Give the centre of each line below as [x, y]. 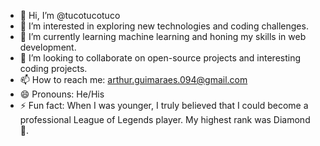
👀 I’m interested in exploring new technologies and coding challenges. [164, 26]
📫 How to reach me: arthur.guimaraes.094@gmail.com [133, 79]
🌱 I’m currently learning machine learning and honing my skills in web [163, 36]
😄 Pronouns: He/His [62, 94]
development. [48, 47]
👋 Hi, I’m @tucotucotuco [70, 15]
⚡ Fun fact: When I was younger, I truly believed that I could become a [164, 105]
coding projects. [53, 68]
